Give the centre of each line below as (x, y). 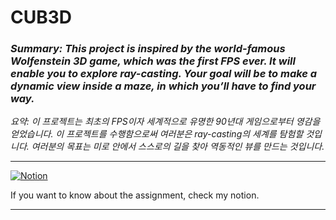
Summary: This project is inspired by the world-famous (148, 49)
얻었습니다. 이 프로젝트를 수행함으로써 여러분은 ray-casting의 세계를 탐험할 (157, 134)
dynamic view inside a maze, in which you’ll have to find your (163, 86)
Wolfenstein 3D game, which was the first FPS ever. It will (153, 61)
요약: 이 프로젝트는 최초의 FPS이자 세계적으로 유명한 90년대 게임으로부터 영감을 (165, 122)
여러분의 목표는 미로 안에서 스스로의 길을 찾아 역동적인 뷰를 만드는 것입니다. (178, 147)
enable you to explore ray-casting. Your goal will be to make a (164, 74)
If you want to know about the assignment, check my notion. (135, 195)
